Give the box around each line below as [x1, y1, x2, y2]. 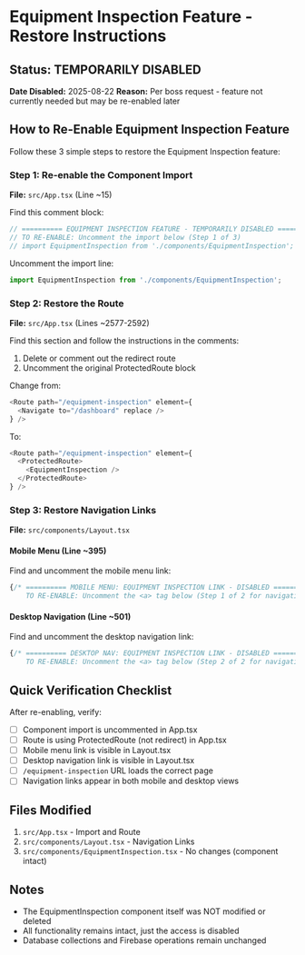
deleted [22, 915, 52, 926]
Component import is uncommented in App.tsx [22, 724, 198, 735]
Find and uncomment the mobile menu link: [9, 565, 172, 576]
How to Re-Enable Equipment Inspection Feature [9, 122, 290, 137]
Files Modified [9, 802, 93, 818]
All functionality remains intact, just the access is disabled [22, 925, 240, 936]
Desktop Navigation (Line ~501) [9, 611, 132, 622]
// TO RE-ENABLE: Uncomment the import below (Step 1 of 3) [9, 233, 242, 242]
